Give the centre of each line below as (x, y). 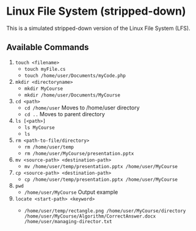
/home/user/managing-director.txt (68, 221)
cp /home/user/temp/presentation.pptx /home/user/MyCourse (101, 179)
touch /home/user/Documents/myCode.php (75, 75)
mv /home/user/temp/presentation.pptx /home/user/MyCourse (101, 166)
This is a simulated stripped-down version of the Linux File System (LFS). (98, 28)
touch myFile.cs (45, 69)
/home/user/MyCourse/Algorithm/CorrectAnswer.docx (90, 216)
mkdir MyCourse (43, 89)
